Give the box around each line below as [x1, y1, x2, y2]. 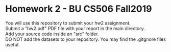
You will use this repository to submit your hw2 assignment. [5, 20, 131, 26]
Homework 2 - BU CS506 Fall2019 [5, 3, 152, 15]
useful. [5, 41, 20, 47]
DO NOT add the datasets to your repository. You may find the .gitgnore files [5, 36, 166, 42]
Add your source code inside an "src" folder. [5, 31, 99, 37]
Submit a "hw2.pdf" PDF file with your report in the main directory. [5, 25, 145, 31]
